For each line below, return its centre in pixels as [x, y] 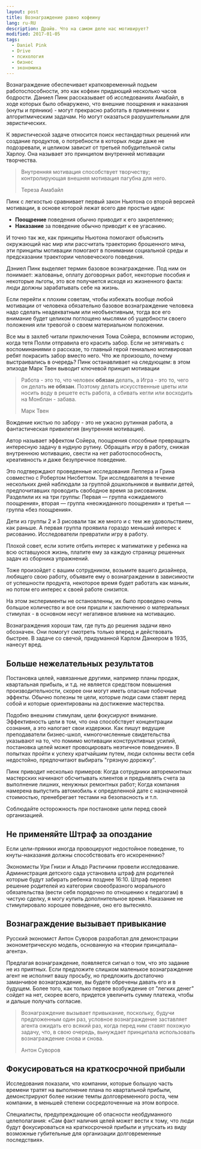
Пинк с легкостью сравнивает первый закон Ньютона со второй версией [100, 201]
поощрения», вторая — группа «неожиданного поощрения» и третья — [98, 503]
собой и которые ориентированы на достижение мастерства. [85, 703]
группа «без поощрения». [40, 510]
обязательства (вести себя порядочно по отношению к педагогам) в [95, 892]
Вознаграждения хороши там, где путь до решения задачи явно [89, 625]
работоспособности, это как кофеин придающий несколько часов [91, 91]
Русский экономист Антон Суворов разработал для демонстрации [92, 938]
